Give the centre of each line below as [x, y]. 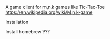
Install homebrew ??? [28, 32]
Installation [17, 22]
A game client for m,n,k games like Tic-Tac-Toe [55, 7]
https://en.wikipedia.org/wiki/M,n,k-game [49, 12]
